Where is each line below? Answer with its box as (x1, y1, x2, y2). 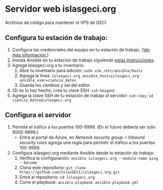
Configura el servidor (5, 111, 72, 119)
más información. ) (12, 52, 49, 58)
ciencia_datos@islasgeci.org (12, 98, 72, 103)
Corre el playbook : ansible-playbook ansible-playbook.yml (19, 179, 139, 185)
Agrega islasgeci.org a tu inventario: (12, 62, 85, 68)
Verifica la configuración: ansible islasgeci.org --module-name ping (19, 155, 158, 161)
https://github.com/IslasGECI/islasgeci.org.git (19, 169, 120, 174)
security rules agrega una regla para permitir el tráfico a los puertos (19, 139, 155, 145)
